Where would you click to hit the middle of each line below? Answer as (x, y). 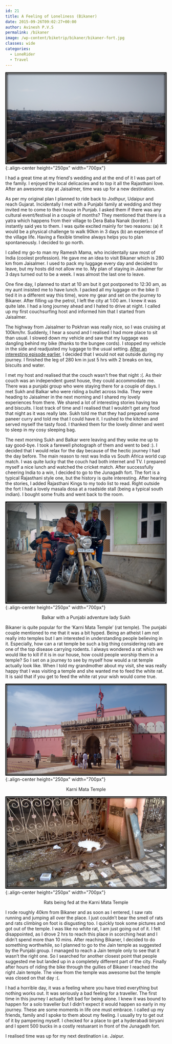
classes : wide (20, 44)
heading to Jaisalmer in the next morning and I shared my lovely (73, 397)
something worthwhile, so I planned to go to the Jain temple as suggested (83, 945)
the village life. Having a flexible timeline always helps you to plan (74, 237)
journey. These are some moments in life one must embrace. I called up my (84, 1010)
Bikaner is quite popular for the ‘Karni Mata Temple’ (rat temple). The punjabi (86, 627)
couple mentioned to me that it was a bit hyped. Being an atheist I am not (82, 633)
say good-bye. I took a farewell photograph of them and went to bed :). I (81, 445)
